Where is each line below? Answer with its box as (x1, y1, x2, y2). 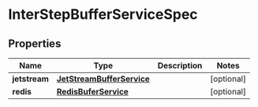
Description (157, 61, 203, 71)
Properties (8, 37, 62, 50)
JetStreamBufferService (56, 73, 150, 84)
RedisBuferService (56, 87, 129, 97)
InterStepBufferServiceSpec (8, 6, 199, 24)
